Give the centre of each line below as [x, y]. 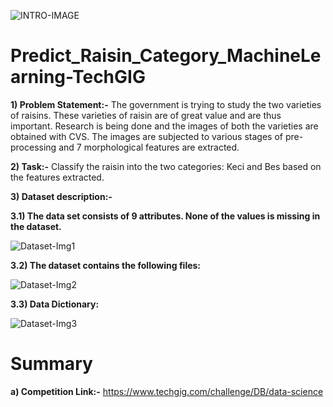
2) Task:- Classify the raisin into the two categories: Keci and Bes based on [166, 166]
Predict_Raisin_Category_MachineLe [166, 56]
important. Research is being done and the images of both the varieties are [164, 126]
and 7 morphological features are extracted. [149, 147]
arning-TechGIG [78, 77]
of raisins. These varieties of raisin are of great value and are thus [146, 115]
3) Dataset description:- [61, 196]
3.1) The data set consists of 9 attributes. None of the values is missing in [165, 216]
